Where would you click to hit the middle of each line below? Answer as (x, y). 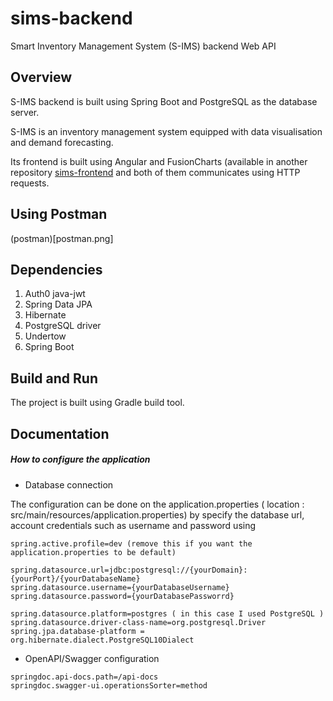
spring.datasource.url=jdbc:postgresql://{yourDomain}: (129, 570)
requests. (30, 183)
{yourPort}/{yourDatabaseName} (75, 578)
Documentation (60, 433)
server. (25, 112)
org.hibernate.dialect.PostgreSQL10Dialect (102, 640)
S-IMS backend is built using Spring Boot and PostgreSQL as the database (164, 101)
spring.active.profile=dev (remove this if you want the (131, 543)
